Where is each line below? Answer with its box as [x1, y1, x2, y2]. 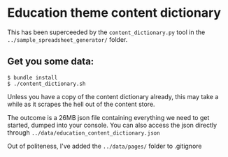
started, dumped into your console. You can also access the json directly [7, 121, 218, 129]
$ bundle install [7, 74, 58, 81]
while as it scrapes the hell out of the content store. [7, 100, 155, 108]
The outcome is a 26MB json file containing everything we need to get [7, 113, 210, 121]
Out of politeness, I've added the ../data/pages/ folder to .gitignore [7, 142, 202, 150]
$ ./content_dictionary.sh [7, 80, 86, 87]
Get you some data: [7, 56, 94, 68]
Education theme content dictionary [7, 5, 222, 21]
